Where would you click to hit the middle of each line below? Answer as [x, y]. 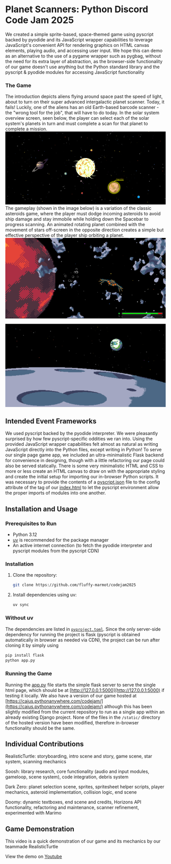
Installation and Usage [41, 509]
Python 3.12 [25, 535]
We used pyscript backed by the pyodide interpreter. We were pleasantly [82, 434]
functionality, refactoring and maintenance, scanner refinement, [72, 807]
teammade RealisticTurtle [32, 847]
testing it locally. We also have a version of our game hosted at [71, 695]
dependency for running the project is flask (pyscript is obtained [73, 634]
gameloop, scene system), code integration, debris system [67, 777]
